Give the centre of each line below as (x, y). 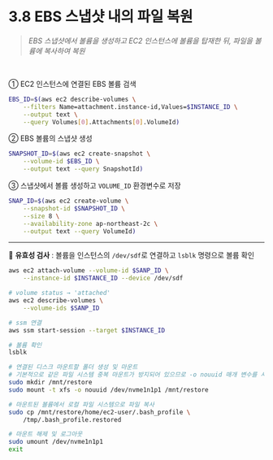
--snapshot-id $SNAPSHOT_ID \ (74, 208)
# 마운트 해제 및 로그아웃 (45, 434)
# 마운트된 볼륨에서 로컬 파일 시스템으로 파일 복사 (81, 404)
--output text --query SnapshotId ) (83, 169)
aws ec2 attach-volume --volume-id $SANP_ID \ (89, 271)
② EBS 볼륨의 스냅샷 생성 (50, 138)
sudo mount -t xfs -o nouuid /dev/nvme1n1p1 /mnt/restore (108, 390)
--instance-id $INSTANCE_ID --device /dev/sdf (103, 278)
